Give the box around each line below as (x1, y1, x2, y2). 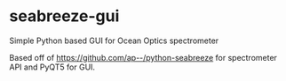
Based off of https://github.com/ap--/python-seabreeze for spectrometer (9, 52, 278, 63)
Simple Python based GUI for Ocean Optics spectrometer (9, 35, 219, 46)
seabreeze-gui (9, 6, 120, 26)
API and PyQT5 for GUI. (9, 62, 96, 72)
